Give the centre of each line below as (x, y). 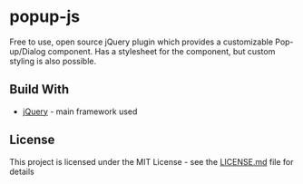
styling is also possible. (53, 61)
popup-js (44, 17)
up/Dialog (28, 51)
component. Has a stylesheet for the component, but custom (161, 51)
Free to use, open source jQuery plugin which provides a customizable (142, 42)
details (22, 171)
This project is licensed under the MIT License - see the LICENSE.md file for (151, 161)
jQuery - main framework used (80, 111)
